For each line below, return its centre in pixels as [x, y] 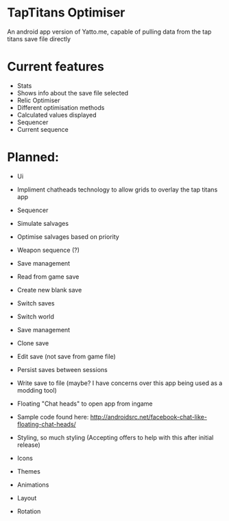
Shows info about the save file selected [73, 93]
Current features [56, 67]
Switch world [36, 316]
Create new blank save [49, 290]
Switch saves [36, 303]
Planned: [33, 158]
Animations [33, 485]
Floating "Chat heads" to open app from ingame [85, 404]
